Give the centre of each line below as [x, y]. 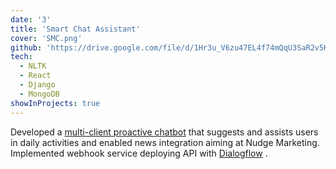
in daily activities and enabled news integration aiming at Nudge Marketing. [165, 142]
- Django [37, 85]
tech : [21, 57]
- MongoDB [39, 94]
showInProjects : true [55, 103]
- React [35, 76]
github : [26, 47]
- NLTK [33, 66]
